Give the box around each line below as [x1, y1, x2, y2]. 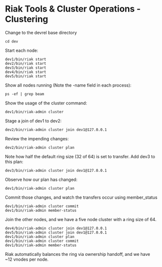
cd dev [5, 39, 18, 44]
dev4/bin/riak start [5, 69, 47, 74]
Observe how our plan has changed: [5, 177, 77, 182]
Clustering [5, 14, 48, 25]
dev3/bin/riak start [5, 65, 47, 70]
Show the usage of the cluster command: [5, 100, 87, 106]
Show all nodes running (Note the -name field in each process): [5, 82, 132, 88]
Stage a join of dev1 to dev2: [5, 118, 62, 124]
